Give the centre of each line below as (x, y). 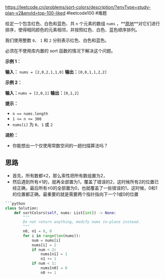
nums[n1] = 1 (54, 254)
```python (15, 203)
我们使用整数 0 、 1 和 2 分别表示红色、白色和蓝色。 (57, 40)
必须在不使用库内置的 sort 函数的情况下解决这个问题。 (60, 51)
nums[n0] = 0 (54, 268)
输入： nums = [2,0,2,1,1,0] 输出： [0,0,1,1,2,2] (56, 72)
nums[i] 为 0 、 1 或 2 (32, 124)
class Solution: (22, 208)
